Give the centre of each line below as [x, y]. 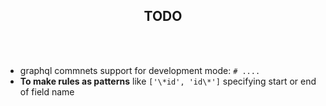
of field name [47, 91]
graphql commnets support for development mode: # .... [140, 70]
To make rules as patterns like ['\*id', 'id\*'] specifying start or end [168, 81]
